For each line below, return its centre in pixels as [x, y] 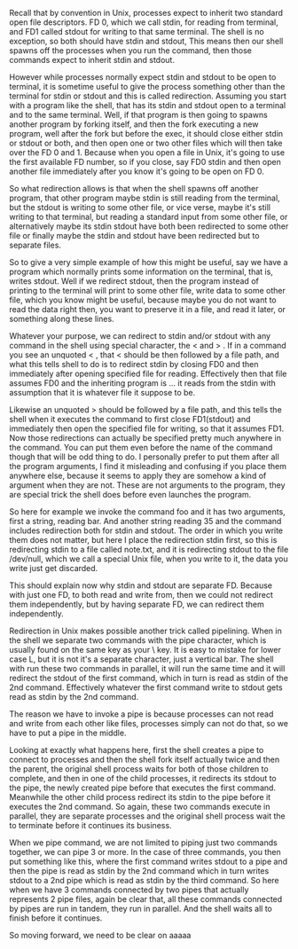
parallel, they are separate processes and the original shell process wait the [147, 816]
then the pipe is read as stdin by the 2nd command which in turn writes [139, 871]
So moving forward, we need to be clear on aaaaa [100, 935]
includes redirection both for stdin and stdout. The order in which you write [146, 530]
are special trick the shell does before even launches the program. [130, 494]
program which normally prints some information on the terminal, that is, [141, 271]
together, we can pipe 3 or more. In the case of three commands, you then [145, 852]
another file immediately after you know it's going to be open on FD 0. [137, 171]
